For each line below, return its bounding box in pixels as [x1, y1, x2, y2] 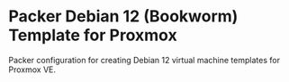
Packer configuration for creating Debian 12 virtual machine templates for [8, 54, 281, 65]
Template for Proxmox [8, 25, 177, 45]
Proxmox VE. [8, 64, 56, 75]
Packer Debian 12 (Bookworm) [8, 6, 239, 27]
